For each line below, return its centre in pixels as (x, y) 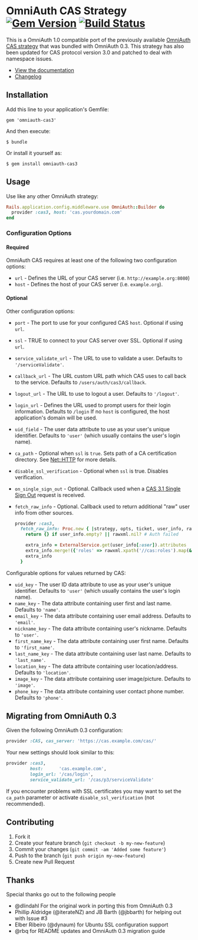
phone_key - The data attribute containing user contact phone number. (99, 691)
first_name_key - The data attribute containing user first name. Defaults (101, 641)
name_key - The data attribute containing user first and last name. (93, 603)
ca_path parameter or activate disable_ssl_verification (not (80, 797)
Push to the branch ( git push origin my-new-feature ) (80, 855)
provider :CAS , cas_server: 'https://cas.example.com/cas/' (82, 741)
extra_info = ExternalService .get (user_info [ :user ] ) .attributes (106, 545)
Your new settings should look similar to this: (60, 752)
